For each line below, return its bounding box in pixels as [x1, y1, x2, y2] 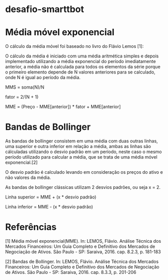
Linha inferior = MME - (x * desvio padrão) [5, 204, 93, 210]
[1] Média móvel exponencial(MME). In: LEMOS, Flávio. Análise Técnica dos [5, 238, 161, 244]
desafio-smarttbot [5, 4, 85, 15]
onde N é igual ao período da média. [5, 75, 81, 81]
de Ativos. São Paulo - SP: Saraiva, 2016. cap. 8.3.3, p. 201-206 [5, 269, 137, 275]
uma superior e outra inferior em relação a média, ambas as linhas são [5, 144, 151, 150]
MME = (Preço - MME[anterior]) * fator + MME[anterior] [5, 104, 121, 110]
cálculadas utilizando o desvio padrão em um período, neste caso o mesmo [5, 149, 162, 155]
